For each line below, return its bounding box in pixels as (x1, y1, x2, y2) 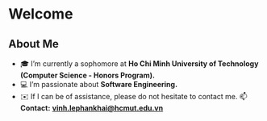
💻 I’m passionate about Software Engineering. (19, 80, 178, 89)
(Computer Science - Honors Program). (19, 70, 156, 80)
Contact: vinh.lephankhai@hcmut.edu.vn (19, 103, 164, 113)
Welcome (8, 5, 73, 23)
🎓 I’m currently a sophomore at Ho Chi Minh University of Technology (19, 59, 259, 69)
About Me (8, 37, 59, 51)
